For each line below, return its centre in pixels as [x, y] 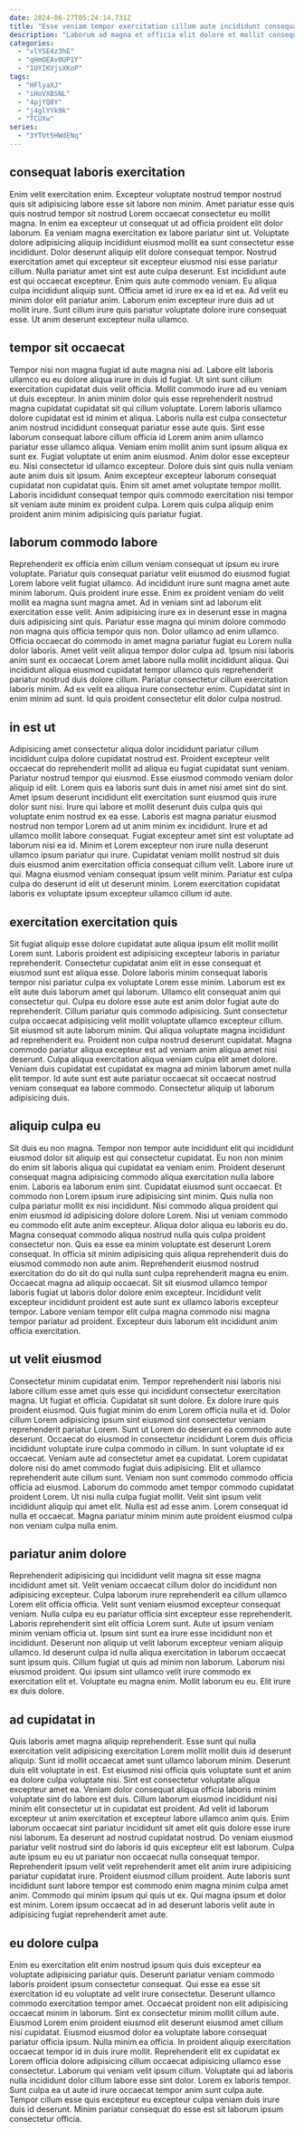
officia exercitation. [45, 1330]
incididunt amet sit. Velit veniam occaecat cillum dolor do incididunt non [143, 1585]
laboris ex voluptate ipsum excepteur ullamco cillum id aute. [121, 894]
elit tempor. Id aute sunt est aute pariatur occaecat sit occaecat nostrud [143, 1078]
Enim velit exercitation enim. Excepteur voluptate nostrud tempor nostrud [146, 194]
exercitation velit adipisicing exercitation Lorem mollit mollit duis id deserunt [151, 1751]
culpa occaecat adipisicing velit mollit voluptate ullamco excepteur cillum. [146, 1021]
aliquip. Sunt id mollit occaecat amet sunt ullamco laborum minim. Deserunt [150, 1761]
